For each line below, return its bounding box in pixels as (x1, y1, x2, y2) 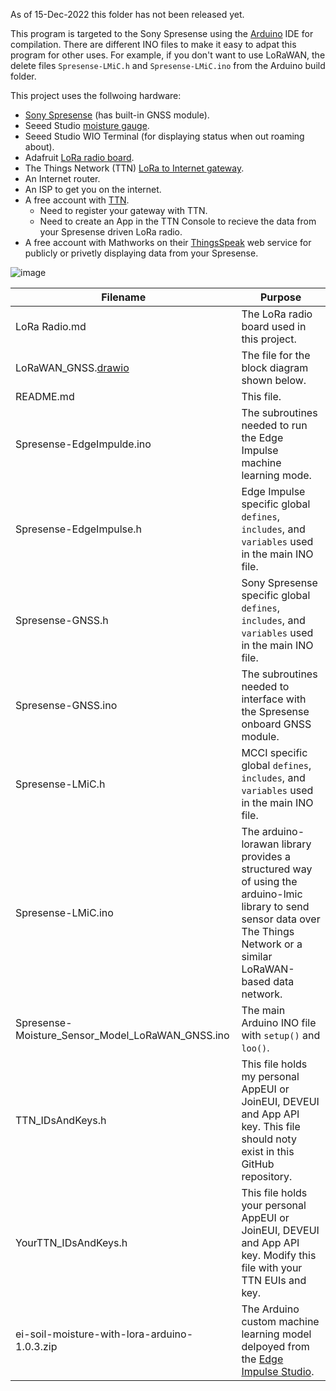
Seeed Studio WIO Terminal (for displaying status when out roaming (24, 130, 305, 142)
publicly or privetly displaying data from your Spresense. (24, 247, 259, 259)
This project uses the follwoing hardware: (10, 90, 182, 101)
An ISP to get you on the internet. (24, 184, 162, 195)
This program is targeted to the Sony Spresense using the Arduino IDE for (10, 28, 314, 39)
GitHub (241, 1157, 275, 1171)
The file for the (241, 349, 311, 362)
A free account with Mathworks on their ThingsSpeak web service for (24, 237, 312, 248)
